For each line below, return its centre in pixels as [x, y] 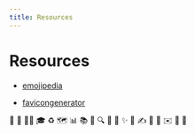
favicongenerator [54, 102]
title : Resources [41, 17]
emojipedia [42, 86]
